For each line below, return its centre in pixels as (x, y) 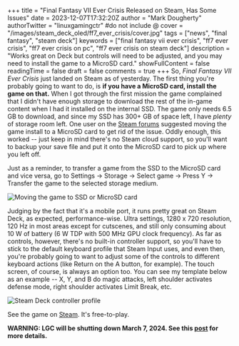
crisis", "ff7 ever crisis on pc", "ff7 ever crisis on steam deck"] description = (119, 48)
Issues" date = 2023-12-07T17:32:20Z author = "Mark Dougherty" (105, 18)
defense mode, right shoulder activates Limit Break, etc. (90, 287)
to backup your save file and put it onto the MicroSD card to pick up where (117, 147)
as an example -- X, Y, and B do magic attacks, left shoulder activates (110, 279)
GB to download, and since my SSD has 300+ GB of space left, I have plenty (119, 116)
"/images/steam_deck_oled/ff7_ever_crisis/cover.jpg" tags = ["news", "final (117, 33)
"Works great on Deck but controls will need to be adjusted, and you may (115, 56)
